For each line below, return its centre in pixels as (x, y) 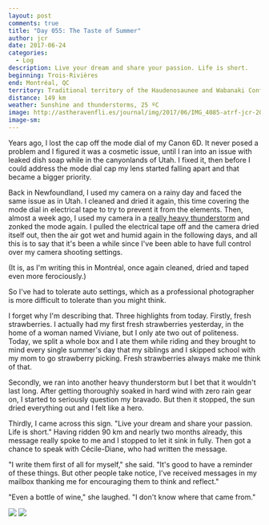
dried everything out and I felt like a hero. (76, 408)
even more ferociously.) (47, 276)
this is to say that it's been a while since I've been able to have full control (130, 243)
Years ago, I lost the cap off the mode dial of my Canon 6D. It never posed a (133, 143)
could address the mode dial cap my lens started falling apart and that (124, 168)
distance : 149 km (37, 98)
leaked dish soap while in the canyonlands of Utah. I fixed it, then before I (129, 160)
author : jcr (28, 38)
